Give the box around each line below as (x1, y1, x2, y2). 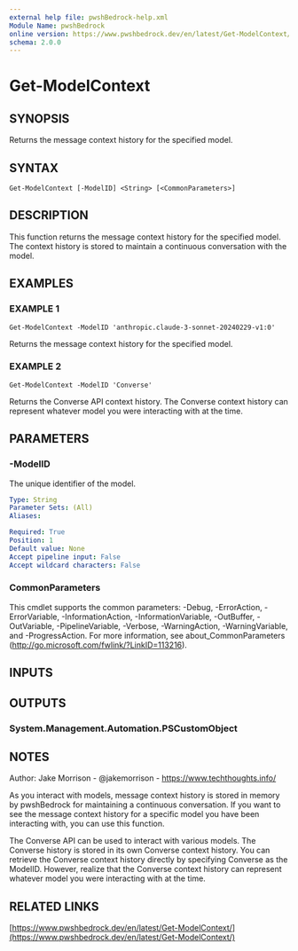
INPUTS (9, 665, 53, 680)
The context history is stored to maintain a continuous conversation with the (9, 240, 287, 251)
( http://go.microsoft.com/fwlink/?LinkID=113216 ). (9, 640, 188, 650)
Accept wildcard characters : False (9, 561, 141, 570)
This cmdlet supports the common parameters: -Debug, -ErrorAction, (9, 601, 263, 612)
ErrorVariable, (9, 611, 60, 622)
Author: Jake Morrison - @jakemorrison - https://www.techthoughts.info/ (9, 773, 277, 783)
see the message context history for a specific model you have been (9, 809, 260, 820)
